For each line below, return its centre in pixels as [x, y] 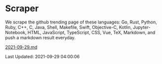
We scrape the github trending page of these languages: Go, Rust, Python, [81, 22]
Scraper [22, 9]
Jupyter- [142, 27]
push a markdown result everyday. [40, 38]
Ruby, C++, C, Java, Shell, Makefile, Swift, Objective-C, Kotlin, [69, 27]
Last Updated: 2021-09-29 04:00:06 [43, 56]
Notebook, [16, 32]
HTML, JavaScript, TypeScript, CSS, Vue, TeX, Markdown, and [91, 32]
